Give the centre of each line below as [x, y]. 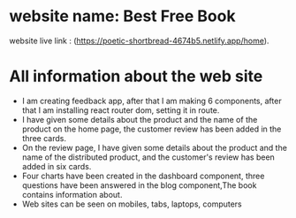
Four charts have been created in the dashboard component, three [143, 176]
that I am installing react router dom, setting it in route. [121, 110]
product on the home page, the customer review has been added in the [152, 129]
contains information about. [72, 194]
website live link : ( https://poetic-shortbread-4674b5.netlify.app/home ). [139, 41]
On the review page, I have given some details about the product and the [154, 147]
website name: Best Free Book [122, 16]
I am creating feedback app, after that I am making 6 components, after [152, 101]
